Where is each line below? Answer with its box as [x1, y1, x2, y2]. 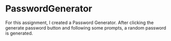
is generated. [5, 30, 33, 36]
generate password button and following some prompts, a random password [5, 24, 166, 30]
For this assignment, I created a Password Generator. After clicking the [5, 19, 154, 25]
